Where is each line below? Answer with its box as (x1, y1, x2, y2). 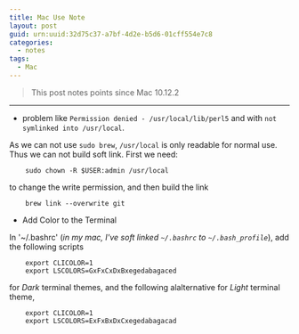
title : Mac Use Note (9, 12, 86, 22)
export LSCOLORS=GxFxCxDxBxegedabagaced (25, 266, 177, 275)
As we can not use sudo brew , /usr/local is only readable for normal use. (9, 139, 278, 150)
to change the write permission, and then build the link (9, 182, 209, 192)
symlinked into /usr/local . (21, 122, 125, 133)
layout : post (9, 21, 58, 30)
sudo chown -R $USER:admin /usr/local (25, 166, 169, 175)
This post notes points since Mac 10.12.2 (30, 86, 180, 98)
